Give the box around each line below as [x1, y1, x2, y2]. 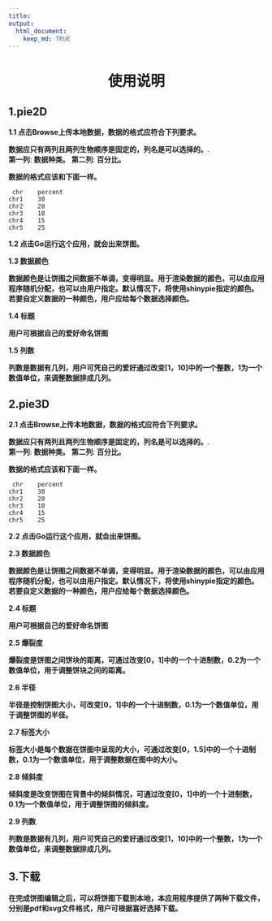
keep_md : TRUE [23, 34, 71, 43]
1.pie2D [8, 105, 47, 119]
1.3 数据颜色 [8, 257, 49, 266]
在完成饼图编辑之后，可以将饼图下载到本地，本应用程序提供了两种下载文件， [8, 893, 265, 902]
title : [8, 11, 31, 20]
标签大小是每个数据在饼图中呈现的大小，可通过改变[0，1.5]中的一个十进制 [8, 745, 257, 755]
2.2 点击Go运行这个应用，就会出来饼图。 [8, 531, 145, 541]
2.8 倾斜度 [8, 772, 43, 782]
